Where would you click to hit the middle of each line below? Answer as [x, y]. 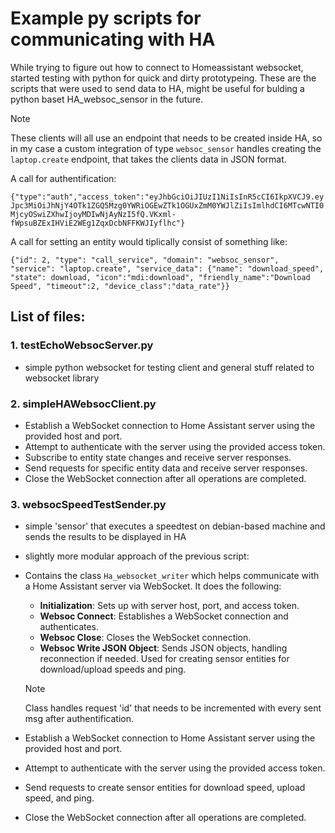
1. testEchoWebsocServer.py [82, 345]
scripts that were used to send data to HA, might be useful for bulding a [157, 88]
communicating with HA [113, 39]
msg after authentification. [79, 719]
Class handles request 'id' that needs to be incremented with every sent [173, 708]
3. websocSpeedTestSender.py [88, 504]
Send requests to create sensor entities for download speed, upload [165, 788]
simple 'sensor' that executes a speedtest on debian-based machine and [175, 526]
